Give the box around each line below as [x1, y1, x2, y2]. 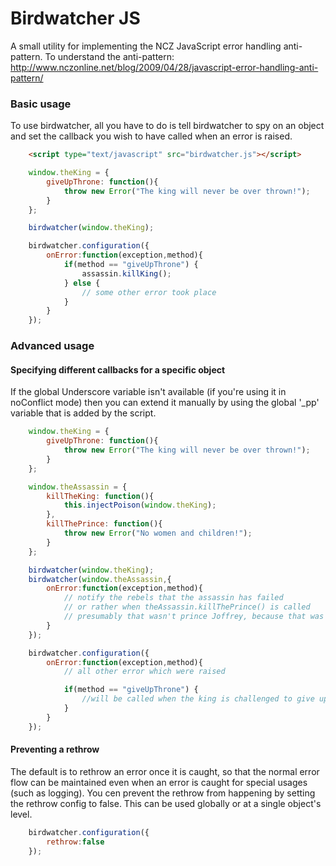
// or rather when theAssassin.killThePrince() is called [63, 602, 311, 612]
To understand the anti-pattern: [44, 50, 175, 62]
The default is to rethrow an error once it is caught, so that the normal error [10, 765, 320, 777]
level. [10, 808, 33, 820]
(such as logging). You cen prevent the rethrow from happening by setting [10, 787, 316, 799]
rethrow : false [46, 837, 105, 847]
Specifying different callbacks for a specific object [10, 363, 226, 376]
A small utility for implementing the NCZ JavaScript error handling [10, 40, 282, 52]
